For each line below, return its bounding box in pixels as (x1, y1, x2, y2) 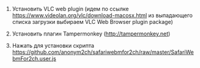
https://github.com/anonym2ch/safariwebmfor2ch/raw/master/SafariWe (12, 48, 194, 56)
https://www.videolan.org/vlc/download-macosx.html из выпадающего (12, 12, 193, 19)
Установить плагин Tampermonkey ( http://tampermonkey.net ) (12, 30, 171, 37)
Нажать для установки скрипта (12, 42, 95, 49)
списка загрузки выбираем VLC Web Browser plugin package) (12, 18, 173, 25)
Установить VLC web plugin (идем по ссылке (12, 6, 129, 12)
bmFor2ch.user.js (12, 55, 56, 62)
